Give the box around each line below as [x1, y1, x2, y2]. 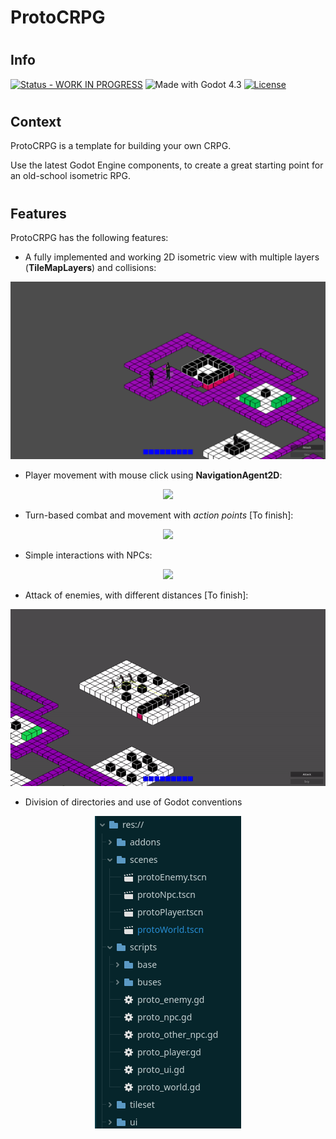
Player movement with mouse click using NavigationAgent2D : [24, 469, 283, 481]
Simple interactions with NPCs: [24, 549, 153, 561]
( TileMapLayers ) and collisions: [24, 262, 157, 274]
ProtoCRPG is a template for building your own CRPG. [10, 140, 232, 152]
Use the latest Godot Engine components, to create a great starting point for [10, 159, 324, 171]
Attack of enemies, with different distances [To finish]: [24, 589, 249, 601]
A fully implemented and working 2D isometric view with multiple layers [24, 251, 320, 263]
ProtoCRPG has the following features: [10, 232, 169, 244]
